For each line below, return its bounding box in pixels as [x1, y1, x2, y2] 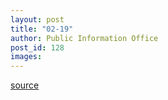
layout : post [10, 14, 65, 25]
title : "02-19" [10, 24, 74, 34]
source [10, 79, 40, 91]
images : [10, 52, 43, 62]
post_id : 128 [10, 42, 65, 53]
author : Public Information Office [10, 33, 159, 43]
